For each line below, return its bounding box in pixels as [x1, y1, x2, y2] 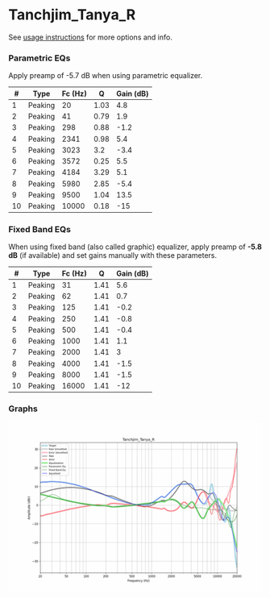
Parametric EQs [8, 52, 71, 64]
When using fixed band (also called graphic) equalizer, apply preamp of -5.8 [8, 242, 262, 251]
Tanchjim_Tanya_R [8, 6, 136, 24]
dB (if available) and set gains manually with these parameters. [8, 251, 218, 260]
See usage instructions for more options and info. [8, 32, 173, 42]
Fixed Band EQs [8, 223, 71, 235]
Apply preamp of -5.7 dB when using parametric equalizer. [8, 71, 203, 81]
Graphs [8, 403, 38, 414]
